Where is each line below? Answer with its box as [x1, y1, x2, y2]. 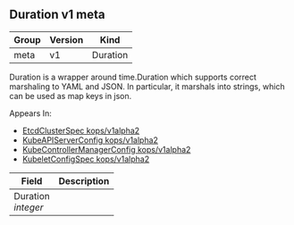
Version [49, 33, 84, 46]
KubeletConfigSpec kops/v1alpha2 [21, 154, 150, 164]
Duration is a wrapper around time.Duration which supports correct [9, 71, 257, 82]
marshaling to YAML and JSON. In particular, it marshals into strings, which [9, 80, 286, 92]
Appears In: [9, 107, 52, 119]
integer [13, 201, 44, 213]
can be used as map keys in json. [9, 90, 132, 101]
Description [58, 174, 110, 187]
